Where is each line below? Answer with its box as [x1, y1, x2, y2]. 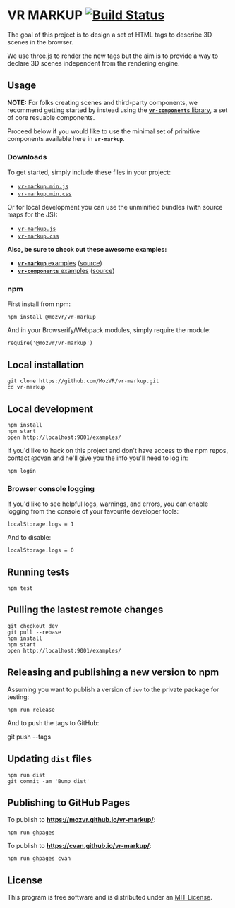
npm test [7, 585, 33, 592]
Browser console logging [7, 483, 95, 493]
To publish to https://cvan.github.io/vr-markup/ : [7, 842, 152, 850]
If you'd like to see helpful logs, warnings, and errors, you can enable [7, 500, 209, 508]
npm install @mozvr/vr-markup [7, 314, 97, 321]
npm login [7, 467, 37, 474]
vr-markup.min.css [17, 190, 72, 198]
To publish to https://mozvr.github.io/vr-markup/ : [7, 816, 156, 824]
